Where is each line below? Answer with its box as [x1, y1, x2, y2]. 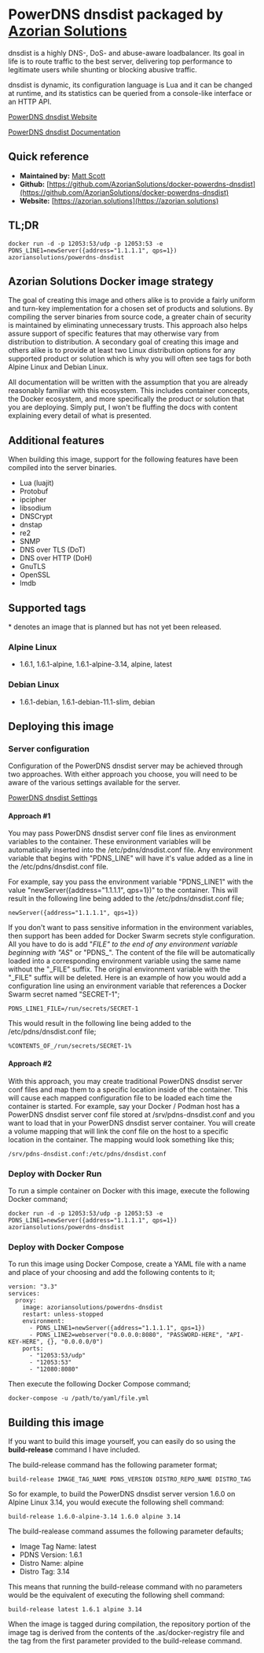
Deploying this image [8, 719, 114, 733]
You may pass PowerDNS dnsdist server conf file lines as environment [8, 828, 236, 838]
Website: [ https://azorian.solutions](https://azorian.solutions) [19, 196, 219, 205]
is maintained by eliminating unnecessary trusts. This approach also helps [8, 321, 247, 330]
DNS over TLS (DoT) [19, 545, 86, 555]
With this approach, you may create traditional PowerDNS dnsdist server [8, 1076, 244, 1085]
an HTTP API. [8, 97, 52, 106]
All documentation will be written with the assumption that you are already [8, 377, 248, 387]
